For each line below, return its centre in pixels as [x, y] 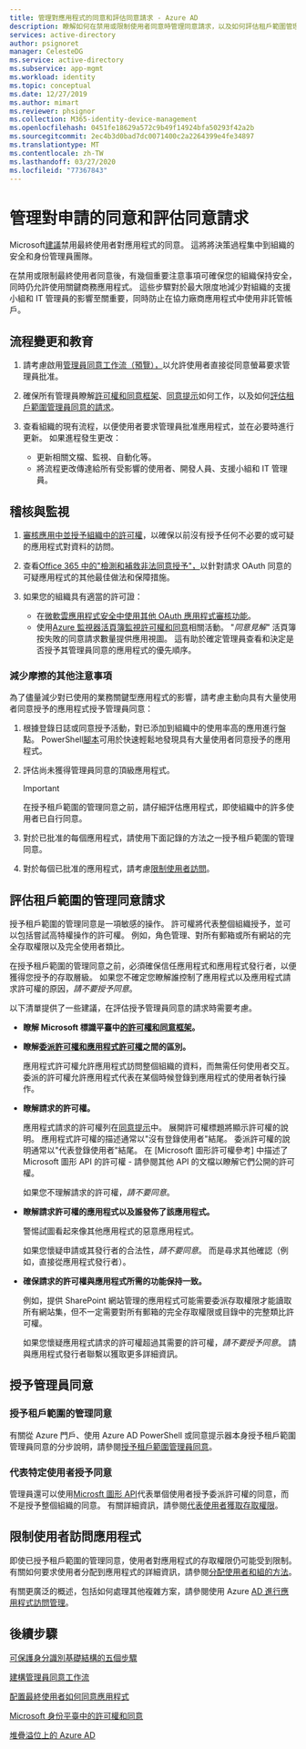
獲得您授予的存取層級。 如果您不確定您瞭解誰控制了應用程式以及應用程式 [146, 977]
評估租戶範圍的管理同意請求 [87, 900]
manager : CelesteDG [46, 52]
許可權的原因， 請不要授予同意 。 [77, 989]
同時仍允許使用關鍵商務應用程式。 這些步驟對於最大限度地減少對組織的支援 [150, 287]
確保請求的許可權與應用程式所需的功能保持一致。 [114, 1281]
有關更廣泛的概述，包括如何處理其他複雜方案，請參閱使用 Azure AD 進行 [145, 1591]
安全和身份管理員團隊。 [53, 257]
